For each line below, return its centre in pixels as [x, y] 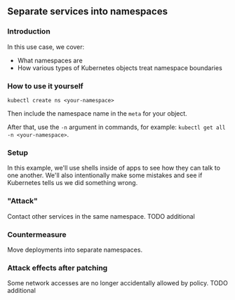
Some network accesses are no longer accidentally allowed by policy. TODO [117, 283]
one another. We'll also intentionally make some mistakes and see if [105, 175]
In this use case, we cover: [46, 47]
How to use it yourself [46, 86]
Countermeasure [37, 234]
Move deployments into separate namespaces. [75, 250]
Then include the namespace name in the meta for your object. [97, 113]
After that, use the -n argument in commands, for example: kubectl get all [116, 127]
